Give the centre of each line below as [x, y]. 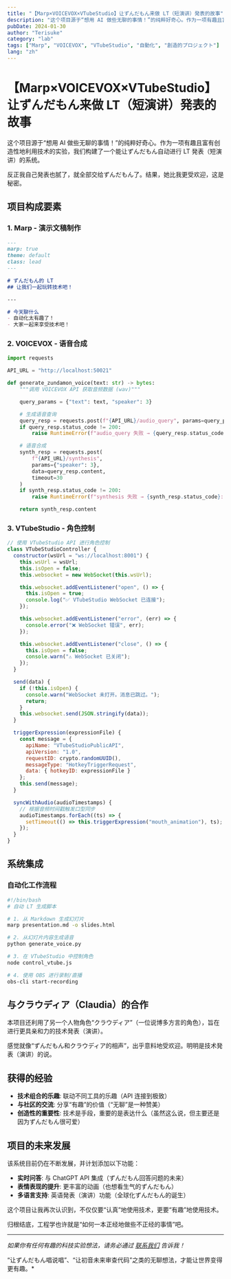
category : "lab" [30, 39]
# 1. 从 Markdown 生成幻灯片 [46, 919]
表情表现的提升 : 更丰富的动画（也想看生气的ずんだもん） [97, 1186]
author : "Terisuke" [35, 33]
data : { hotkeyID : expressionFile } [78, 771]
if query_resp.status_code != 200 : [70, 427]
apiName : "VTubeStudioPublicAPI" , [75, 745]
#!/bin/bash [24, 900]
